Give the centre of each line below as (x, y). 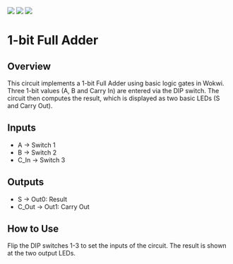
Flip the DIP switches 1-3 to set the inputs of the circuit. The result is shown (117, 246)
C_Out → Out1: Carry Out (53, 206)
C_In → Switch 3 (41, 160)
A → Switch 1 (36, 145)
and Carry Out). (30, 106)
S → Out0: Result (42, 199)
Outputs (26, 182)
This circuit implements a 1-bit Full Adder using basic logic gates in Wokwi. (116, 83)
